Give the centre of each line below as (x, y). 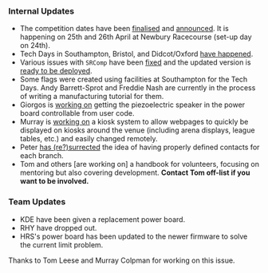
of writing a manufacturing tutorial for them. (92, 97)
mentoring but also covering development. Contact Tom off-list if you (135, 172)
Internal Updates (41, 11)
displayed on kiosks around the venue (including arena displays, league (137, 130)
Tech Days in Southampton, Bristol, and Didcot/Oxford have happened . (136, 54)
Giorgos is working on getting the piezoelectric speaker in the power (132, 105)
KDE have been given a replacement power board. (102, 219)
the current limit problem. (61, 244)
